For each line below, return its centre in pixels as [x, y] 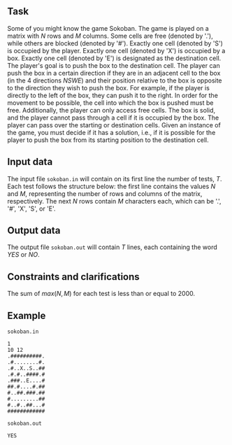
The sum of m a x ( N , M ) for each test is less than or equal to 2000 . [101, 294]
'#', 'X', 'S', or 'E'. [31, 209]
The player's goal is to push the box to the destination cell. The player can [114, 65]
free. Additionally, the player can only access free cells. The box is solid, [111, 110]
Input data [30, 162]
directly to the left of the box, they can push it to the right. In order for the [113, 95]
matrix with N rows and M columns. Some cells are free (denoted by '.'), [110, 36]
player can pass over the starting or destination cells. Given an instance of [114, 125]
